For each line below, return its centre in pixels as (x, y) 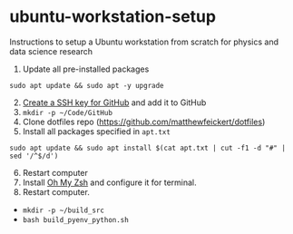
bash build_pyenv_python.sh (75, 219)
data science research (51, 51)
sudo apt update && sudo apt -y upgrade (87, 85)
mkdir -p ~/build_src (63, 210)
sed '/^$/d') (34, 156)
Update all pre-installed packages (86, 69)
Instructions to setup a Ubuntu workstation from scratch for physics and (144, 42)
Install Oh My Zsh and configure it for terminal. (109, 182)
